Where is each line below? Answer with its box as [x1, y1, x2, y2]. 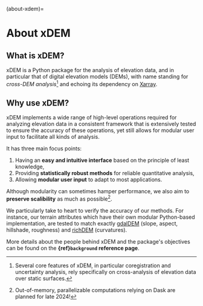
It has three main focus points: [6, 145, 82, 152]
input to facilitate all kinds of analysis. [6, 133, 100, 141]
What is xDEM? [6, 50, 65, 61]
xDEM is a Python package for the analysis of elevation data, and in [6, 67, 174, 73]
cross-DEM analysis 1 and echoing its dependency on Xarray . [6, 79, 158, 87]
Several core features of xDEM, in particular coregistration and [14, 262, 171, 269]
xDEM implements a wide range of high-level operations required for [6, 114, 177, 121]
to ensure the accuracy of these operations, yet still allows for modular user [6, 127, 195, 134]
